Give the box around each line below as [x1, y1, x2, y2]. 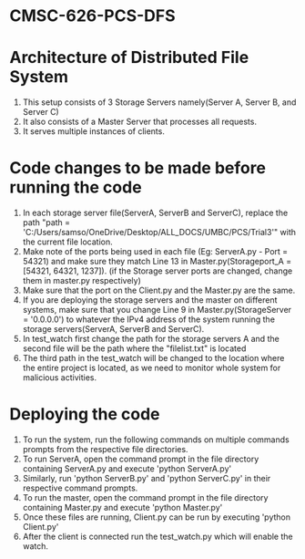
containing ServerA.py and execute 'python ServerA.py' [22, 463, 232, 474]
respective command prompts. [22, 482, 138, 493]
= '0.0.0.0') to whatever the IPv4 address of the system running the [22, 314, 276, 325]
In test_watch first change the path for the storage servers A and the [22, 334, 280, 345]
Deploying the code [9, 404, 161, 425]
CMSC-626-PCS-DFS [9, 5, 176, 26]
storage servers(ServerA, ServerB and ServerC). [22, 324, 205, 335]
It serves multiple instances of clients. [22, 126, 166, 137]
